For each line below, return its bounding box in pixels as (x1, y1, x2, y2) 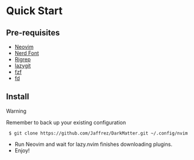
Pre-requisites (6, 28, 60, 38)
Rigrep (14, 56, 31, 63)
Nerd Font (14, 50, 39, 57)
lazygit (14, 62, 31, 69)
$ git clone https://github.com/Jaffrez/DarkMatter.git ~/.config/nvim (8, 130, 188, 136)
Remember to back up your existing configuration (6, 119, 126, 126)
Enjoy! (14, 146, 30, 154)
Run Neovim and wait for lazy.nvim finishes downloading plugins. (14, 141, 172, 148)
